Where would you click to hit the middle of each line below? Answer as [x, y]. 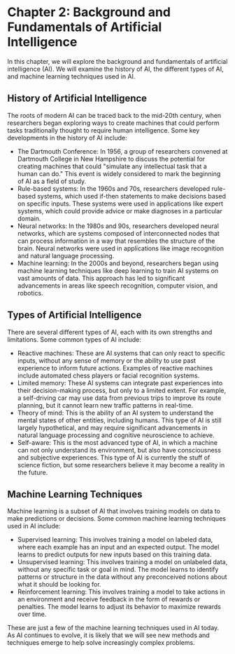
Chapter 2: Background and [89, 12]
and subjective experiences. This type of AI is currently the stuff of [114, 458]
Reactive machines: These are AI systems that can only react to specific [121, 353]
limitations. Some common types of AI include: [74, 339]
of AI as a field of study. [51, 181]
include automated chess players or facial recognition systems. [108, 375]
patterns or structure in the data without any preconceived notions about [122, 577]
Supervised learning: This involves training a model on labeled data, [115, 540]
